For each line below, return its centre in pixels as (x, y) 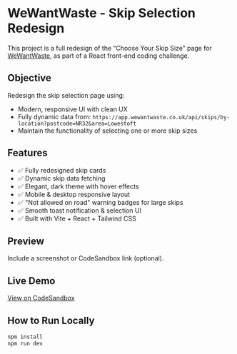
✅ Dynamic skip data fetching (61, 178)
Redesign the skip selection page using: (66, 95)
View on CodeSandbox (41, 298)
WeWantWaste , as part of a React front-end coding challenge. (99, 56)
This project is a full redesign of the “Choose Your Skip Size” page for (110, 48)
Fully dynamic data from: (54, 116)
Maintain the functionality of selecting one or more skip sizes (107, 131)
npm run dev (25, 343)
